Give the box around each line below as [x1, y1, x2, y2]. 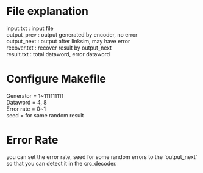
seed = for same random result [6, 111, 84, 119]
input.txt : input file [6, 24, 54, 32]
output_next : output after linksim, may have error [6, 37, 130, 45]
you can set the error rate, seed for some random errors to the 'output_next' [6, 153, 198, 160]
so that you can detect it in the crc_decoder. [6, 160, 117, 167]
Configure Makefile [6, 72, 107, 86]
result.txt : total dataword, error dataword [6, 50, 110, 57]
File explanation [6, 4, 88, 18]
